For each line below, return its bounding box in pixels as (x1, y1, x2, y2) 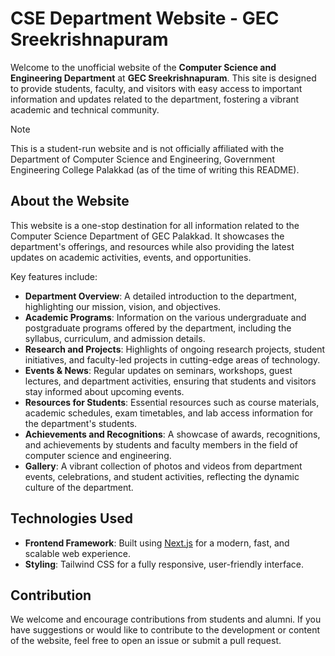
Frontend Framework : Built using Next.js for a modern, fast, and (24, 537, 290, 549)
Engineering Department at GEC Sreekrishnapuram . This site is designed (10, 72, 317, 84)
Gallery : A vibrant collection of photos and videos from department (24, 460, 303, 472)
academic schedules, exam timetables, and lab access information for (24, 407, 314, 419)
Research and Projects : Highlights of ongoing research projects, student (24, 343, 326, 355)
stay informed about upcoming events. (24, 385, 185, 397)
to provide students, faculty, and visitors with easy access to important (10, 82, 303, 94)
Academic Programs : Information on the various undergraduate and (24, 311, 307, 323)
